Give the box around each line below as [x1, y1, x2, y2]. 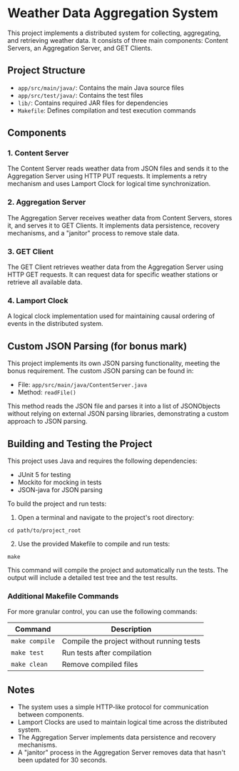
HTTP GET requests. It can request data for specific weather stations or [7, 270, 218, 279]
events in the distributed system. [7, 320, 103, 328]
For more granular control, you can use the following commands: [7, 608, 198, 616]
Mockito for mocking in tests [17, 478, 102, 486]
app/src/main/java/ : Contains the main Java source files [17, 83, 184, 92]
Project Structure [7, 64, 86, 76]
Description [111, 624, 152, 634]
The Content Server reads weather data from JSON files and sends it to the [7, 164, 229, 173]
